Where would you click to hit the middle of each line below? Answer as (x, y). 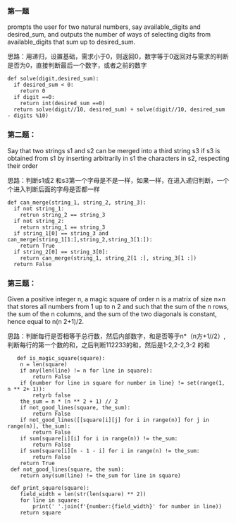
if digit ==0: (34, 97)
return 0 (33, 91)
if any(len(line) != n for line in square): (86, 371)
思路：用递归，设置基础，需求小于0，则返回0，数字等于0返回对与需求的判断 (118, 56)
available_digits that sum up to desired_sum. (72, 42)
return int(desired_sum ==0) (63, 104)
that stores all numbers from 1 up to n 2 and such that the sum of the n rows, (118, 306)
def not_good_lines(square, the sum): (67, 469)
